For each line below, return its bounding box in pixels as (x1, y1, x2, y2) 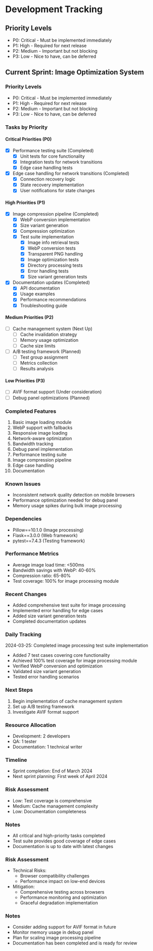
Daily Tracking (5, 631, 42, 638)
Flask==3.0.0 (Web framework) (12, 532, 78, 538)
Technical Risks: (12, 867, 47, 873)
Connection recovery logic (20, 176, 76, 182)
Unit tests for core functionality (20, 153, 85, 159)
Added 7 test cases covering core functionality (12, 652, 110, 658)
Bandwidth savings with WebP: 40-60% (12, 567, 96, 573)
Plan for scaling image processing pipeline (12, 935, 101, 941)
